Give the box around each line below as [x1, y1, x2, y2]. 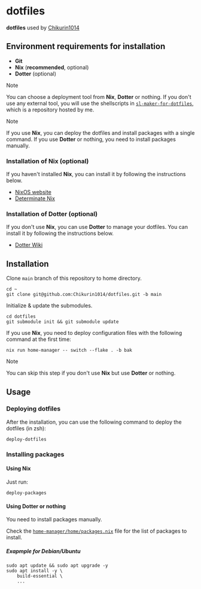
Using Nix [6, 465, 31, 472]
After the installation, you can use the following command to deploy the [6, 418, 182, 425]
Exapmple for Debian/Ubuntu [6, 547, 81, 555]
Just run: [6, 478, 29, 485]
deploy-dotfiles [6, 436, 47, 442]
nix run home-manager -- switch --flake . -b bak [6, 348, 133, 354]
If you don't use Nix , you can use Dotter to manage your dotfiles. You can [6, 223, 188, 231]
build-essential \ [17, 573, 63, 579]
